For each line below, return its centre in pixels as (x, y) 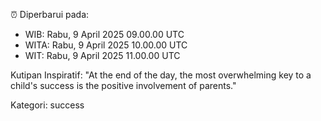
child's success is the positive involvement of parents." (123, 85)
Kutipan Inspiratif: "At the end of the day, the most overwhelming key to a (161, 75)
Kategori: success (47, 105)
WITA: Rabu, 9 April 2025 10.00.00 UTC (106, 45)
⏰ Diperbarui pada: (50, 14)
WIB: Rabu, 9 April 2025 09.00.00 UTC (104, 34)
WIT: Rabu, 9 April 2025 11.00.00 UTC (102, 55)
